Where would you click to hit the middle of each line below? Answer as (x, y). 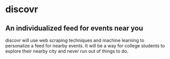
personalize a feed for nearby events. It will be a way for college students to (85, 46)
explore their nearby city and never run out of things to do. (67, 51)
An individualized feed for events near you (74, 28)
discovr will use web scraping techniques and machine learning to (75, 40)
